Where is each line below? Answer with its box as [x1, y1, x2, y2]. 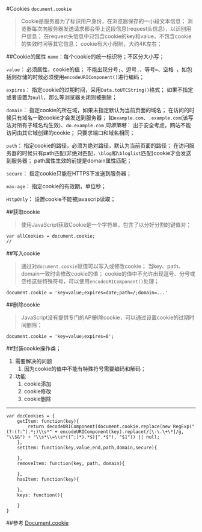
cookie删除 [23, 395, 52, 402]
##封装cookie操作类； [6, 345, 61, 352]
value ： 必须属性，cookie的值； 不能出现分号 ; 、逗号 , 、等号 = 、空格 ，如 [6, 66, 188, 73]
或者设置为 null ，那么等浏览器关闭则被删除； [6, 93, 117, 101]
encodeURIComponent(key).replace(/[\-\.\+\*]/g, [60, 429, 185, 435]
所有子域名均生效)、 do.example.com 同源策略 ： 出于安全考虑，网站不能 [16, 122, 191, 128]
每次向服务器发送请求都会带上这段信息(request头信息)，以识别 [31, 25, 186, 32]
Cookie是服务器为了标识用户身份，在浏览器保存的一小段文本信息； [20, 17, 186, 25]
